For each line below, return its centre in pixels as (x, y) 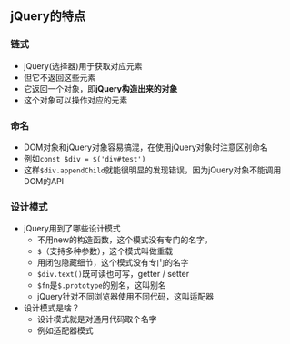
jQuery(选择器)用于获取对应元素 (83, 65)
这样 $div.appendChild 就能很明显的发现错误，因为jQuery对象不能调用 (152, 170)
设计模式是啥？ (51, 308)
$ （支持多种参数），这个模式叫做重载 (105, 251)
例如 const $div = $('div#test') (85, 158)
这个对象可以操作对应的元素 (75, 100)
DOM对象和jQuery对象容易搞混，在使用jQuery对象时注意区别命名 (146, 147)
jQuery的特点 (48, 16)
